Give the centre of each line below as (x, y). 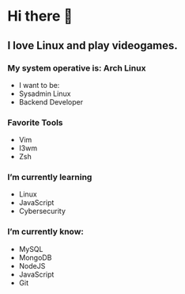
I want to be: (39, 85)
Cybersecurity (42, 211)
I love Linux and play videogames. (93, 46)
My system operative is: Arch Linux (77, 68)
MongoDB (35, 258)
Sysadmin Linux (45, 94)
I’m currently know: (46, 231)
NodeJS (32, 265)
